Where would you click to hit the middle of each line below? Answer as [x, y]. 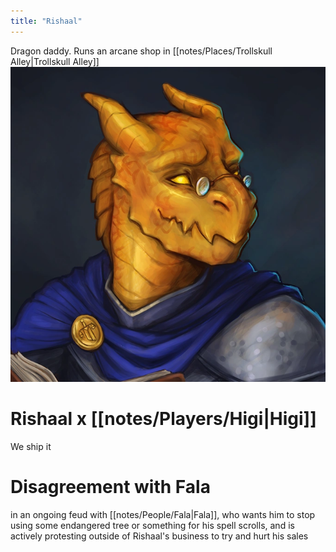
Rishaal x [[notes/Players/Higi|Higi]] [163, 418]
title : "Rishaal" [46, 21]
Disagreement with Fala [110, 486]
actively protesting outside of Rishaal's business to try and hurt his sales [159, 536]
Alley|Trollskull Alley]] [55, 61]
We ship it [31, 446]
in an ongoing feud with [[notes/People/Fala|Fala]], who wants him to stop [163, 514]
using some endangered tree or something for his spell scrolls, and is [152, 525]
